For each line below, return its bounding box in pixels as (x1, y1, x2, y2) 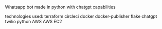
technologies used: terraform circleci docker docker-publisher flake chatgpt (5, 14, 157, 19)
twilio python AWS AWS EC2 (5, 19, 62, 24)
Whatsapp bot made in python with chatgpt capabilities (5, 4, 116, 10)
